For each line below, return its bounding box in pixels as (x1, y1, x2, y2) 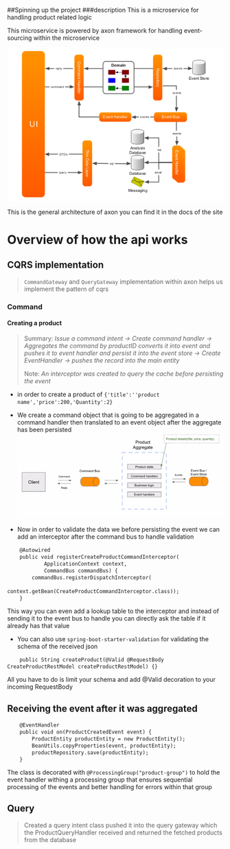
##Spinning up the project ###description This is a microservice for (7, 6, 199, 14)
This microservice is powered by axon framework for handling (7, 27, 183, 34)
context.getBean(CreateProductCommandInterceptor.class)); (7, 588, 180, 595)
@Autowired (19, 547, 51, 554)
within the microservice (33, 34, 100, 42)
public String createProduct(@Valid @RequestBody (19, 656, 165, 663)
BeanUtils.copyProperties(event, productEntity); (32, 742, 176, 749)
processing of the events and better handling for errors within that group (7, 782, 213, 791)
